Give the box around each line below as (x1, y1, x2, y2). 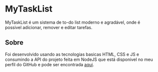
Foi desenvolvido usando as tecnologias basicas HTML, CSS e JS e (5, 51, 139, 57)
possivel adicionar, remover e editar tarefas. (5, 24, 93, 30)
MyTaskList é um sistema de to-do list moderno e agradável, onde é (5, 19, 141, 25)
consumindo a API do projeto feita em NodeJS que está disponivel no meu (5, 57, 153, 62)
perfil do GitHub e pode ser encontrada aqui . (5, 61, 94, 67)
